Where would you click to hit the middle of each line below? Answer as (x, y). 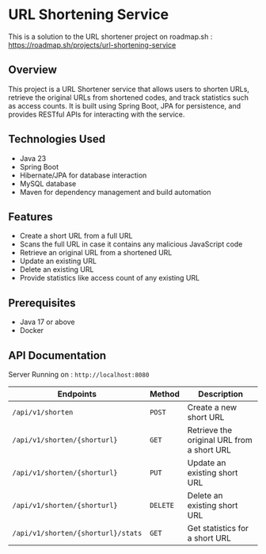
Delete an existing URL (57, 269)
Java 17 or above (47, 322)
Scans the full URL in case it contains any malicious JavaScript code (131, 244)
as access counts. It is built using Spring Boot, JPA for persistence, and (125, 105)
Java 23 (33, 158)
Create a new (212, 407)
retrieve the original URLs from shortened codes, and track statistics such (129, 97)
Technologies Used (57, 139)
